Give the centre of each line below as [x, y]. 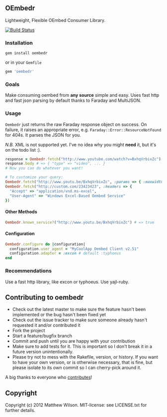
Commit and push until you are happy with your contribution [74, 341]
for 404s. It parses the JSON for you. [43, 135]
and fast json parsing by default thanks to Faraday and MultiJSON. [73, 101]
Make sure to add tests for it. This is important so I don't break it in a [82, 347]
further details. [20, 411]
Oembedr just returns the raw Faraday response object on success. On [76, 124]
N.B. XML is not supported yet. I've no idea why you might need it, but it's [81, 145]
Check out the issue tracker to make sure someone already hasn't [80, 320]
